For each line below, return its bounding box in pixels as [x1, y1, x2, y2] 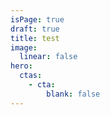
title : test [10, 33, 60, 43]
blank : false [46, 89, 101, 99]
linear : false [19, 52, 78, 62]
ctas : [19, 71, 43, 81]
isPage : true [10, 14, 65, 25]
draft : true [10, 24, 60, 34]
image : [10, 42, 38, 53]
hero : [10, 61, 33, 71]
